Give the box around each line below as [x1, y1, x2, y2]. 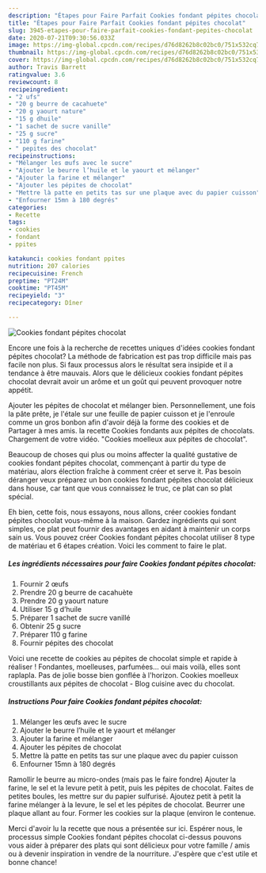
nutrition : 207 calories [8, 262, 90, 270]
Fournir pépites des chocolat [19, 638, 114, 648]
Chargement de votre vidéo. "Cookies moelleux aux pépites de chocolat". [8, 434, 248, 444]
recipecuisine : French [8, 269, 83, 278]
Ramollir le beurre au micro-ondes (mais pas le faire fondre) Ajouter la [8, 775, 236, 784]
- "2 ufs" [8, 93, 41, 101]
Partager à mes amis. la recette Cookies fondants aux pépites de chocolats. [8, 425, 255, 435]
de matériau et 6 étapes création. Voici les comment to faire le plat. [8, 540, 227, 550]
